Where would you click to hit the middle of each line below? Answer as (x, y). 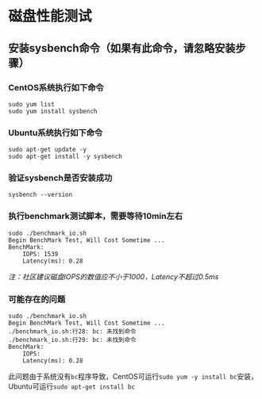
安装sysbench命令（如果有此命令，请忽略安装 (122, 48)
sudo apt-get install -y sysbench (65, 157)
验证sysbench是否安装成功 (60, 178)
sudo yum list (32, 104)
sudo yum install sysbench (53, 111)
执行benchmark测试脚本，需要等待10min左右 (96, 217)
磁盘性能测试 (50, 16)
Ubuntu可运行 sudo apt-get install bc (72, 386)
